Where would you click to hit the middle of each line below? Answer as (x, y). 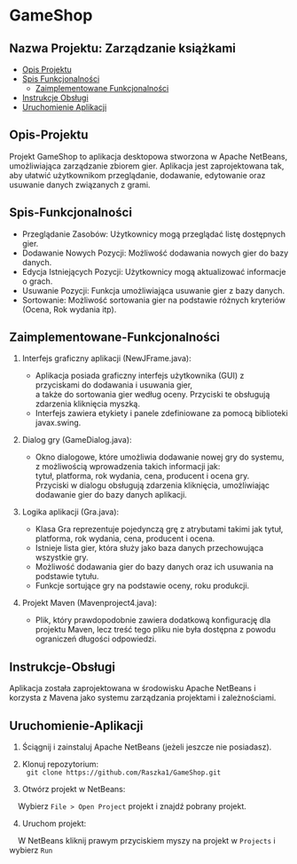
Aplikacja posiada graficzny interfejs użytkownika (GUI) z (140, 376)
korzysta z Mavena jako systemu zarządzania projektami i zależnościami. (143, 698)
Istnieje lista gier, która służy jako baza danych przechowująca (149, 548)
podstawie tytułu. (67, 577)
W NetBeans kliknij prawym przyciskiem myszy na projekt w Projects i (147, 841)
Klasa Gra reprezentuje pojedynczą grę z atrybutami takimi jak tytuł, (159, 530)
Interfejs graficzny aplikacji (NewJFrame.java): (107, 358)
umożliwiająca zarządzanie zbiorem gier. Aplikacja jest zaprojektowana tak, (147, 166)
